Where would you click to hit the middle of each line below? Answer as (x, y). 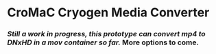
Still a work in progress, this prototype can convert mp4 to (106, 34)
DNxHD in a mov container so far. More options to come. (103, 42)
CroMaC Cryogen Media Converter (108, 13)
